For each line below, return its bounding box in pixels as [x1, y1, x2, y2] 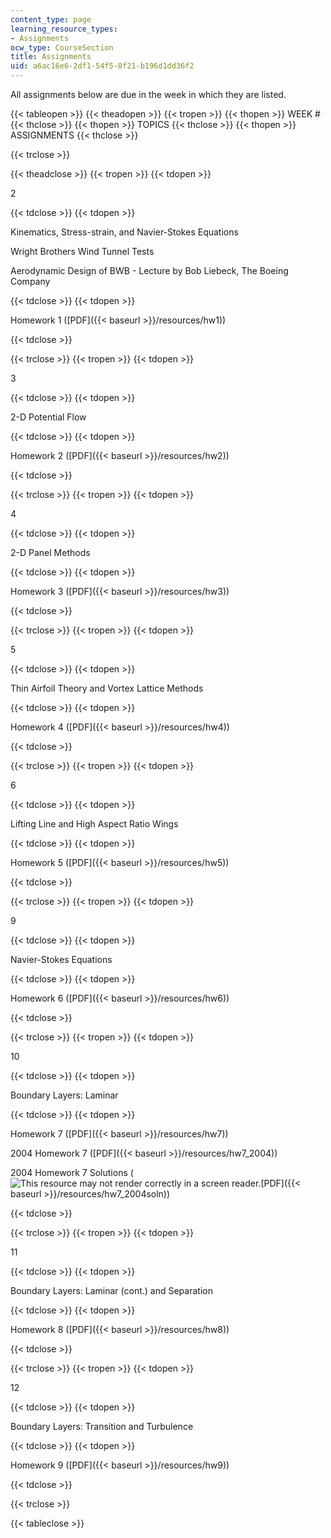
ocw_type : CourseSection [10, 42, 114, 53]
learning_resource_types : [10, 24, 118, 34]
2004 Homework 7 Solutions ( [10, 1167, 134, 1178]
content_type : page [10, 14, 92, 25]
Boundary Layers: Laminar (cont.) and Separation [10, 1285, 213, 1296]
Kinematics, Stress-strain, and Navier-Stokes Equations [10, 226, 239, 238]
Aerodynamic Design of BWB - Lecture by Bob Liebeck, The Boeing [10, 265, 289, 276]
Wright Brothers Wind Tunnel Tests [10, 246, 155, 257]
